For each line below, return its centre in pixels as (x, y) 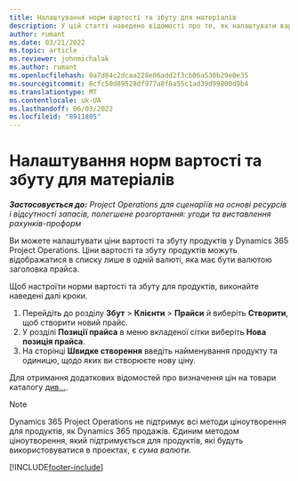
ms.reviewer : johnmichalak (59, 59)
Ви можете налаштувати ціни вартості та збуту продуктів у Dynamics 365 (149, 240)
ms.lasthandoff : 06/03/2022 (61, 109)
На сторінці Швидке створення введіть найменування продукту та (150, 351)
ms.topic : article (43, 51)
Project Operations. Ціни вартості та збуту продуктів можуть (123, 250)
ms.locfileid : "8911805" (55, 117)
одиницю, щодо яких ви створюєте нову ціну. (109, 361)
